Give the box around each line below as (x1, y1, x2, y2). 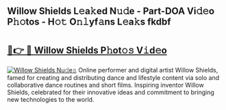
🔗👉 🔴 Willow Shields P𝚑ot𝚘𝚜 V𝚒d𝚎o (7, 44, 168, 56)
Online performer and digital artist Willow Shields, (78, 66, 218, 74)
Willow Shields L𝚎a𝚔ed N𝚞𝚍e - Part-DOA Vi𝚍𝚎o (7, 5, 214, 17)
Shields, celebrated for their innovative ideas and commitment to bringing (7, 88, 214, 96)
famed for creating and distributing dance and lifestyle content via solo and (7, 74, 220, 81)
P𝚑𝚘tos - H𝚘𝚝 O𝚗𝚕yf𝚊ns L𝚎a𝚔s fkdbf (7, 16, 171, 28)
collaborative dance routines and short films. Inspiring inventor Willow (7, 81, 204, 89)
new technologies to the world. (7, 96, 95, 103)
